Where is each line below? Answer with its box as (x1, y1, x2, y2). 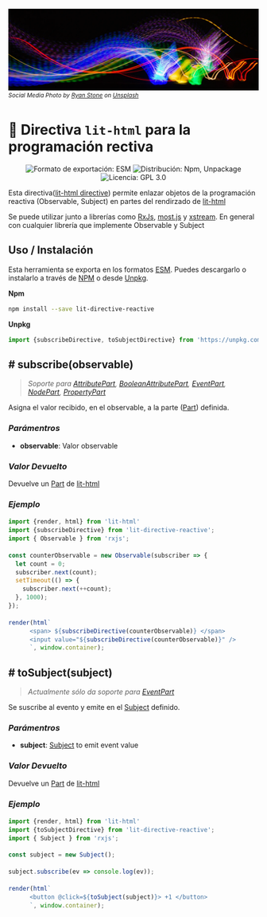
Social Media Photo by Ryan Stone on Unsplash (8, 92, 139, 100)
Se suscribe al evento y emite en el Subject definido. (8, 703, 180, 712)
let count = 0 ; (15, 559, 66, 568)
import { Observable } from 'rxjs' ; (8, 535, 130, 543)
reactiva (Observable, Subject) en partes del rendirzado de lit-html (8, 196, 226, 206)
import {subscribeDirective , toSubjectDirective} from (8, 335, 194, 343)
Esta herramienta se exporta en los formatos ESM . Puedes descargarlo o (8, 265, 246, 274)
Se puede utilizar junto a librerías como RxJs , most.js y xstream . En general (8, 212, 255, 221)
